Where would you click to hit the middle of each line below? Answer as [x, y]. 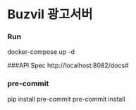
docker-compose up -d [41, 52]
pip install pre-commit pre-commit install [66, 99]
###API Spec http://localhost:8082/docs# [68, 66]
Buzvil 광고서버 [50, 14]
